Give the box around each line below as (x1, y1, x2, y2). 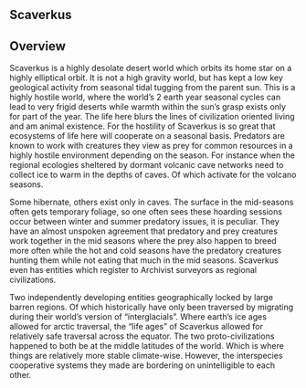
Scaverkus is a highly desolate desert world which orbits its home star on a (9, 63, 292, 74)
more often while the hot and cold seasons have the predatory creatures (9, 246, 281, 257)
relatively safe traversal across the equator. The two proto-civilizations (9, 330, 275, 341)
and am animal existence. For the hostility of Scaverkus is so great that (9, 121, 276, 131)
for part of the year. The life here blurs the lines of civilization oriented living (9, 111, 295, 122)
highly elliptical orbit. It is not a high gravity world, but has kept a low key (9, 72, 283, 83)
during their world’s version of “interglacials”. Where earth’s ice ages (9, 311, 268, 322)
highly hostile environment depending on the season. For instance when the (9, 150, 295, 161)
